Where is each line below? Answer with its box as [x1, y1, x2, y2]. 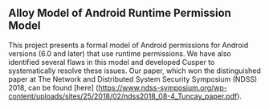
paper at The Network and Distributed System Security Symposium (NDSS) [8, 74, 258, 83]
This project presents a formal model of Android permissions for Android [8, 40, 249, 50]
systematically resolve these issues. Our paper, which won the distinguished [8, 66, 261, 75]
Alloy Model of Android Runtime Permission [8, 6, 231, 20]
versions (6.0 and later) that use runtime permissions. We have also [8, 48, 231, 59]
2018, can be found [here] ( [8, 83, 99, 92]
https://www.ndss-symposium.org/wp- [98, 83, 227, 92]
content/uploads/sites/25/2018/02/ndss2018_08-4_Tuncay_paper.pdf [8, 91, 238, 101]
